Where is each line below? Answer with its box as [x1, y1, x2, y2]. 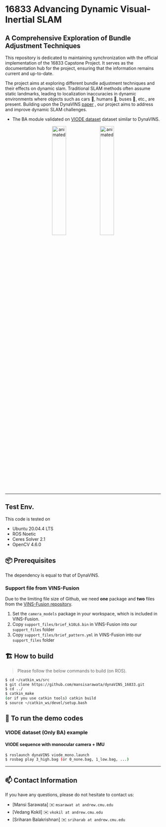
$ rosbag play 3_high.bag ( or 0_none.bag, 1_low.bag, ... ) [5, 757, 129, 762]
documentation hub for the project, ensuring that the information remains [5, 66, 154, 71]
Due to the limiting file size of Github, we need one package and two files [5, 596, 155, 601]
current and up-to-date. [5, 71, 54, 76]
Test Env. [5, 503, 35, 511]
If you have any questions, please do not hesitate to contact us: [5, 792, 134, 798]
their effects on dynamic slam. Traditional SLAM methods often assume [5, 85, 151, 91]
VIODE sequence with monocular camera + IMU [5, 741, 105, 747]
